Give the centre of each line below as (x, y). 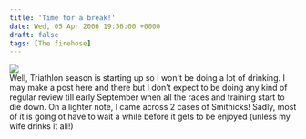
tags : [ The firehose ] (51, 43)
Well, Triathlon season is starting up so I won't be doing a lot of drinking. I (147, 78)
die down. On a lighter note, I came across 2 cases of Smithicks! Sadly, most (153, 107)
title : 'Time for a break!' (63, 18)
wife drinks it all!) (42, 126)
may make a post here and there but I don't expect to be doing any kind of (148, 88)
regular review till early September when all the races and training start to (147, 97)
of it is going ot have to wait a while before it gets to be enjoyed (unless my (150, 117)
